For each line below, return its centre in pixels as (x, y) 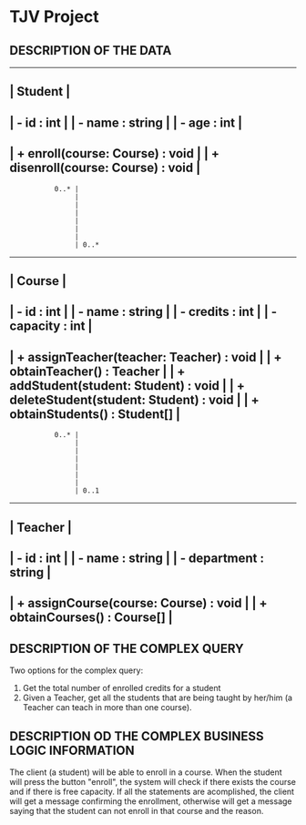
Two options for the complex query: (76, 670)
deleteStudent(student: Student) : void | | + (134, 399)
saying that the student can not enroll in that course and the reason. (137, 810)
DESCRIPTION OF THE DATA (91, 51)
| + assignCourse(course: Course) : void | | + (138, 603)
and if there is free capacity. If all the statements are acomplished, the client (152, 791)
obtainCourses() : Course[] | (91, 618)
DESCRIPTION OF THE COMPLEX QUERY (127, 648)
